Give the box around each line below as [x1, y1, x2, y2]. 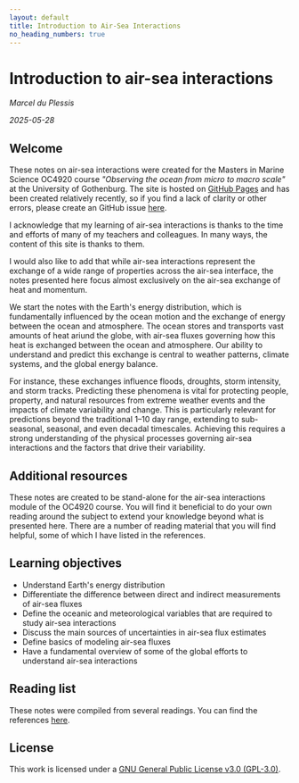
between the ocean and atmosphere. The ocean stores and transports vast [9, 321, 285, 331]
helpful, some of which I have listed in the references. [9, 529, 206, 540]
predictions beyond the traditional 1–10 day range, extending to [9, 414, 239, 425]
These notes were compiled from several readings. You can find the [9, 704, 258, 715]
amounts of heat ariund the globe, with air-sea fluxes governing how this [9, 330, 276, 341]
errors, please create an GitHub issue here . [9, 203, 167, 213]
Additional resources [9, 468, 128, 483]
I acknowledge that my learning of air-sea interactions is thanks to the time [9, 220, 284, 230]
